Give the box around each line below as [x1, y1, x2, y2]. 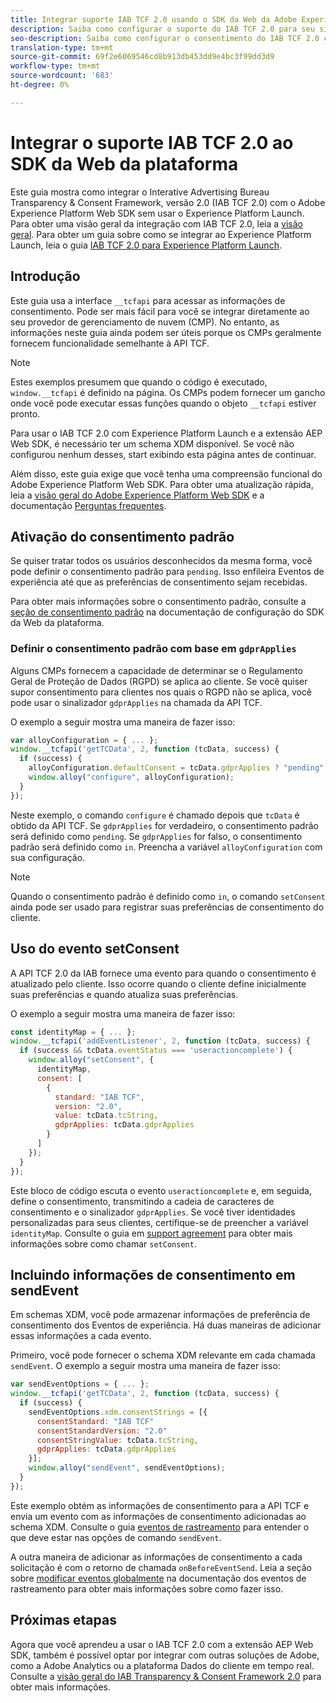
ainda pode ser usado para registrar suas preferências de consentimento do [10, 901, 325, 913]
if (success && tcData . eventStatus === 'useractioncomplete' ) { [19, 1046, 293, 1056]
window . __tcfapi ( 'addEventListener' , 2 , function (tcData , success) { [10, 1036, 311, 1046]
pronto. [10, 407, 41, 420]
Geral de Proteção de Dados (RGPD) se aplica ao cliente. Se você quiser [10, 675, 308, 687]
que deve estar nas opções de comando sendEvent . [10, 1531, 222, 1543]
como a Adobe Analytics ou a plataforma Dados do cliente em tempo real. [10, 1659, 315, 1671]
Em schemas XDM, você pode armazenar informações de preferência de [10, 1309, 311, 1321]
